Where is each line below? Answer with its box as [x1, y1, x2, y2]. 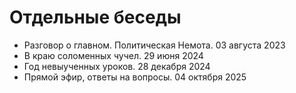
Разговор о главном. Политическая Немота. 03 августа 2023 [23, 39, 286, 51]
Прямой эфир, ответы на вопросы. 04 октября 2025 [23, 71, 247, 83]
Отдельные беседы [9, 6, 182, 29]
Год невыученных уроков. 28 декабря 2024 [23, 60, 211, 72]
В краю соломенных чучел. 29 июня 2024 [23, 49, 204, 61]
